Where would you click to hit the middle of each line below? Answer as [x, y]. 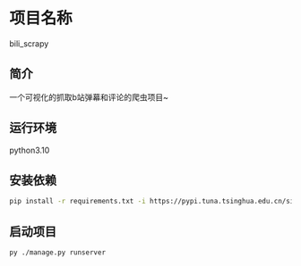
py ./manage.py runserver [57, 253]
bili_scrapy [29, 43]
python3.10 [30, 150]
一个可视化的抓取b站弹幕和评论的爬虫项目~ [89, 97]
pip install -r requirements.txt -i [77, 202]
